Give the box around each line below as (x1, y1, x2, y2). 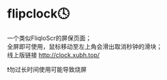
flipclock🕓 (7, 6, 70, 22)
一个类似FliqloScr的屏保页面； (7, 34, 92, 42)
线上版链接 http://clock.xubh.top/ (7, 51, 100, 59)
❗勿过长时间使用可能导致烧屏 (7, 65, 87, 73)
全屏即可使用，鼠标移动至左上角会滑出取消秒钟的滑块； (7, 42, 162, 50)
